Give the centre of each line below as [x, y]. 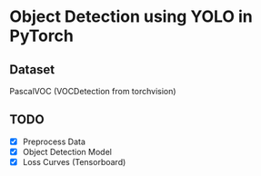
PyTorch [42, 36]
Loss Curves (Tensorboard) [74, 161]
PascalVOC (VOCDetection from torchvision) [93, 91]
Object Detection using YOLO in [131, 17]
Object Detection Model [67, 152]
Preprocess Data [54, 142]
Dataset [32, 69]
